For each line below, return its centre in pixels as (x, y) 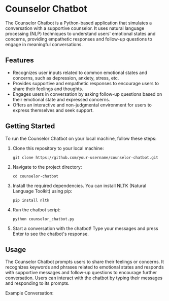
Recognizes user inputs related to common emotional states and (80, 72)
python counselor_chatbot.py (43, 219)
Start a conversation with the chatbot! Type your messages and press (85, 228)
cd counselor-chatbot (35, 176)
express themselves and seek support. (53, 110)
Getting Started (30, 126)
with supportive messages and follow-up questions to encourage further (81, 273)
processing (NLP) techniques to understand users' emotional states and (80, 33)
